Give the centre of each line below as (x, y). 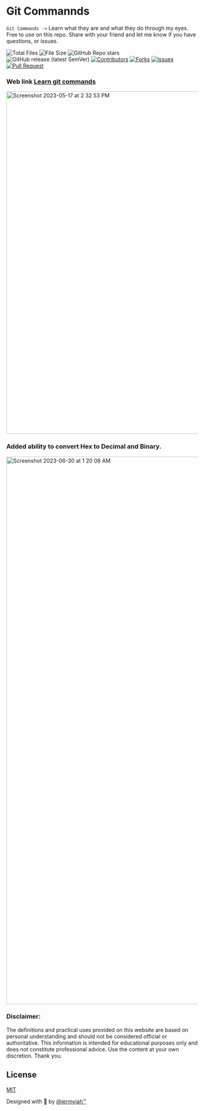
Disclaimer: (24, 1017)
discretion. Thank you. (34, 1056)
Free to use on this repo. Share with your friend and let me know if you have (101, 34)
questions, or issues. (32, 41)
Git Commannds (48, 11)
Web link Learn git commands (51, 82)
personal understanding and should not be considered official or (87, 1036)
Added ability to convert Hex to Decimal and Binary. (84, 447)
